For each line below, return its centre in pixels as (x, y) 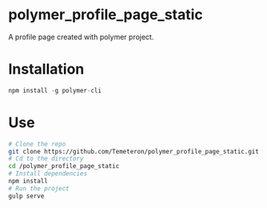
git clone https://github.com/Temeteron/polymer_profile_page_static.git (134, 151)
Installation (46, 69)
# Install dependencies (48, 174)
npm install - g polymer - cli (55, 90)
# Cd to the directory (46, 159)
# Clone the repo (37, 144)
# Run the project (39, 188)
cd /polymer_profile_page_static (64, 166)
